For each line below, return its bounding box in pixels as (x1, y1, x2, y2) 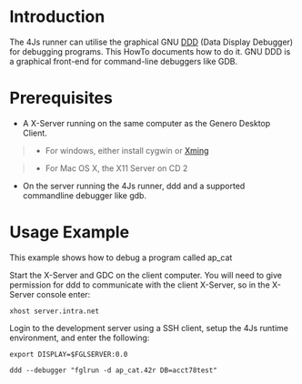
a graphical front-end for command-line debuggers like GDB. (9, 56, 238, 66)
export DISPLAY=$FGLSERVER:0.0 (9, 349, 128, 359)
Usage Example (9, 222, 130, 243)
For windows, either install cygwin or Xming (45, 145, 209, 156)
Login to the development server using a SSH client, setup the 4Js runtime (9, 322, 289, 333)
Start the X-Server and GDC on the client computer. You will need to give (9, 269, 282, 280)
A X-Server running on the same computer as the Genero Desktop (22, 117, 271, 128)
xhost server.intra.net (9, 307, 100, 316)
